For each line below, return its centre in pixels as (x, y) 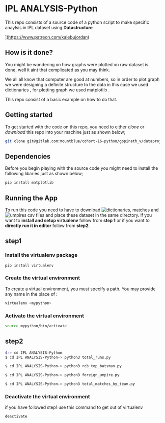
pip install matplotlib (29, 183)
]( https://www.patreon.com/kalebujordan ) (47, 37)
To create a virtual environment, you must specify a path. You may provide (80, 289)
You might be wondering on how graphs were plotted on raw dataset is (77, 64)
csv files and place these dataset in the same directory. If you (90, 215)
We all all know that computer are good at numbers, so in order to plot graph (82, 79)
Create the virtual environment (42, 278)
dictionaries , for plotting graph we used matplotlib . (57, 90)
